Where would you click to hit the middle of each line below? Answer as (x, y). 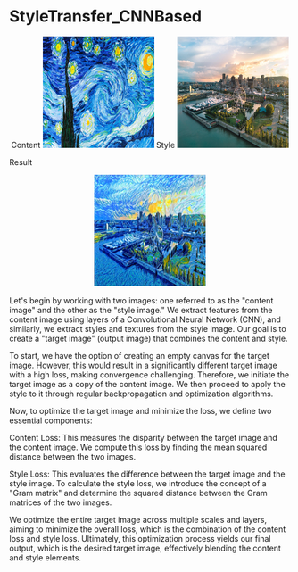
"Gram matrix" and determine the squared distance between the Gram (138, 493)
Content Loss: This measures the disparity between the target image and (144, 437)
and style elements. (46, 557)
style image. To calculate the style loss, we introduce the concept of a (138, 483)
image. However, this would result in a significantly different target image (144, 365)
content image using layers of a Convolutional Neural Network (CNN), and (145, 319)
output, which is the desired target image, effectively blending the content (145, 548)
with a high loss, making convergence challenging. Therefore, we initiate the (149, 374)
